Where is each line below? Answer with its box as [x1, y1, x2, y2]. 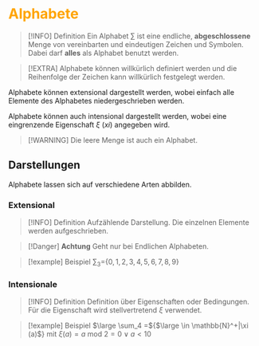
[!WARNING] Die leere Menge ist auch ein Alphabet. [27, 135, 198, 144]
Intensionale [8, 278, 58, 289]
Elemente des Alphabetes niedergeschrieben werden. [8, 96, 185, 105]
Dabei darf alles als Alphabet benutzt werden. [27, 48, 179, 57]
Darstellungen [8, 159, 81, 172]
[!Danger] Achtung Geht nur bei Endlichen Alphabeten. [27, 242, 209, 251]
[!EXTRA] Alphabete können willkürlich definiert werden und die [27, 63, 237, 73]
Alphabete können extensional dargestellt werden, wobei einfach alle [8, 87, 235, 96]
